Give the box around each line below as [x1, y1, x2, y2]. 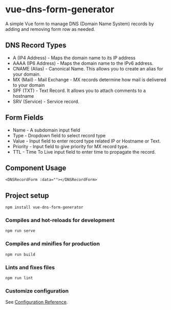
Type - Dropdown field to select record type [12, 132, 106, 138]
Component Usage [5, 163, 67, 172]
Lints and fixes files [5, 264, 55, 271]
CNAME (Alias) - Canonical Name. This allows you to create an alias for [12, 65, 163, 71]
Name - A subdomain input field [12, 127, 80, 133]
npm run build [5, 252, 36, 257]
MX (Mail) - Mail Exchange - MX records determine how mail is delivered [12, 76, 166, 83]
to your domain [12, 82, 45, 88]
